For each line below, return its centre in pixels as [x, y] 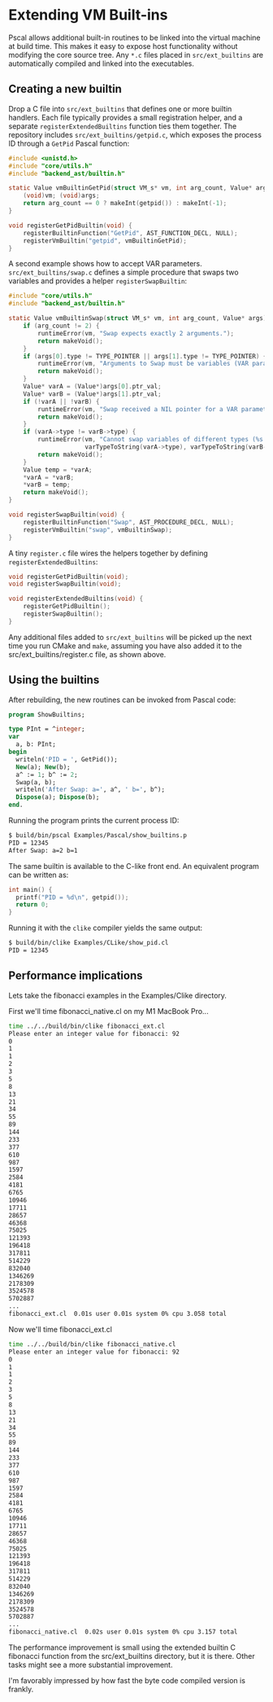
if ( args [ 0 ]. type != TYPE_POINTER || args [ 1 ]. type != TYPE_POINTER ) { [145, 356]
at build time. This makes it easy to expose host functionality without [123, 46]
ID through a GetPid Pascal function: [69, 143]
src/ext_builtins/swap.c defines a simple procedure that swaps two [123, 272]
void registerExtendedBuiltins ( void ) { [76, 599]
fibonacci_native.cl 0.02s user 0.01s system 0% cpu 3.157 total [123, 1632]
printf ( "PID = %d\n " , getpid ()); [72, 897]
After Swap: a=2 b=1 [43, 850]
